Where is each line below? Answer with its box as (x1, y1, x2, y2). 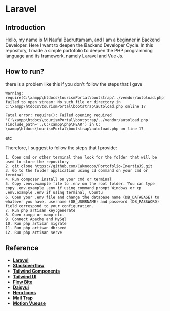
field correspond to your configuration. (5, 203, 94, 208)
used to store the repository (5, 159, 69, 164)
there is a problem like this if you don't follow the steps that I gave (5, 81, 143, 87)
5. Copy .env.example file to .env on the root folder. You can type (5, 181, 155, 186)
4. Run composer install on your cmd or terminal (5, 177, 112, 182)
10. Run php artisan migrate (5, 221, 67, 226)
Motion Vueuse (12, 300, 46, 306)
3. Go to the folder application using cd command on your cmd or (5, 168, 148, 173)
